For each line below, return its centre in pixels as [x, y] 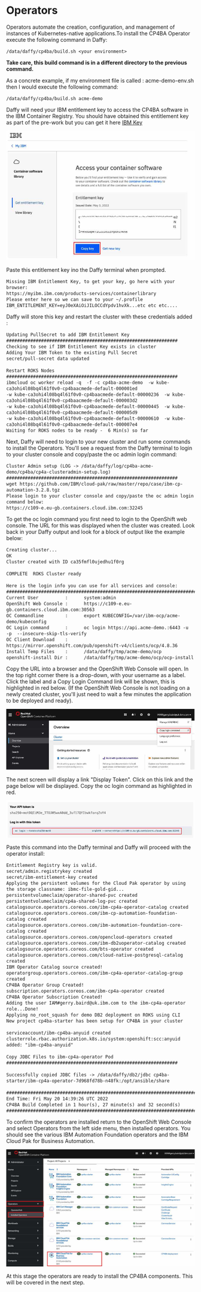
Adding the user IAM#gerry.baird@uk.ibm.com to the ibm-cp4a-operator [96, 1003]
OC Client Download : [37, 640]
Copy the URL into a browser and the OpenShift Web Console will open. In [98, 669]
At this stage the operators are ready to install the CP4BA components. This [100, 1276]
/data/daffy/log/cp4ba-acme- [117, 466]
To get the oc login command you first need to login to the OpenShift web [97, 519]
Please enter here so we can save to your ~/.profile [75, 300]
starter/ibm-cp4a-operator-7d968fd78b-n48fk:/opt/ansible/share [88, 1081]
